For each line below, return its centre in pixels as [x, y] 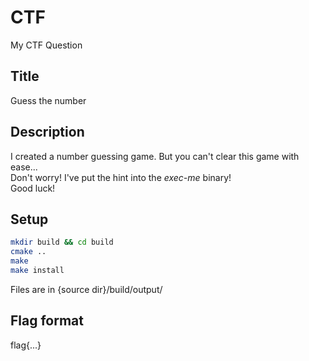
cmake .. [28, 252]
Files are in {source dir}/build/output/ [86, 289]
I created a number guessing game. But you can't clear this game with [155, 156]
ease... [24, 167]
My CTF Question [46, 45]
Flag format [47, 321]
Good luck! [33, 188]
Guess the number [48, 100]
